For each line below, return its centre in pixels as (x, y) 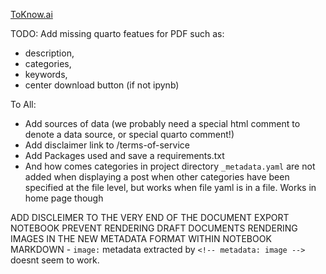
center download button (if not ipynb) (102, 85)
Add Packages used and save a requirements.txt (124, 155)
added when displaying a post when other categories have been (157, 177)
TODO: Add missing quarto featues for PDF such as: (117, 33)
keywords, (46, 74)
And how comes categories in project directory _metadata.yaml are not (170, 166)
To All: (23, 104)
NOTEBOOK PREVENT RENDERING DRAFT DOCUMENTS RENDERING (154, 228)
